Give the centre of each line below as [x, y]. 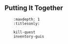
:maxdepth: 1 [27, 19]
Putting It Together [34, 8]
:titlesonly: [27, 23]
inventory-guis [29, 36]
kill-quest [24, 32]
